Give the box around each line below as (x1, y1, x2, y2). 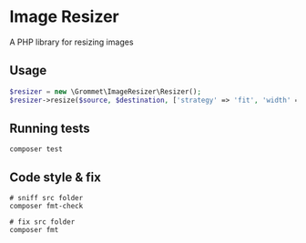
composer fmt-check (9, 202, 84, 211)
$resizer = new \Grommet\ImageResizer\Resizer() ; (9, 86, 202, 96)
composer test (9, 145, 64, 154)
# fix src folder (9, 218, 76, 227)
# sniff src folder (9, 194, 84, 203)
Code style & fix (9, 169, 102, 185)
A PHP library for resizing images (9, 36, 134, 47)
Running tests (9, 120, 91, 136)
